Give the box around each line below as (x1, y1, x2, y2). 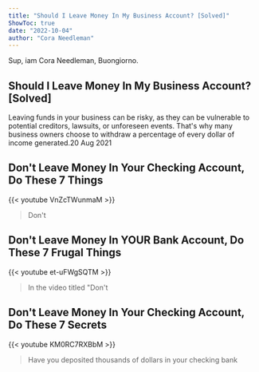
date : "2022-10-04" (8, 26, 73, 34)
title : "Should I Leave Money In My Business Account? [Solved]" (8, 11, 230, 20)
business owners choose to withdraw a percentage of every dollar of (8, 129, 235, 140)
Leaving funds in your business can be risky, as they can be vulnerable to (8, 113, 250, 122)
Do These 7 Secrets (8, 319, 108, 332)
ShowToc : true (8, 19, 56, 27)
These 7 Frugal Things (8, 246, 122, 259)
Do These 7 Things (8, 173, 104, 188)
